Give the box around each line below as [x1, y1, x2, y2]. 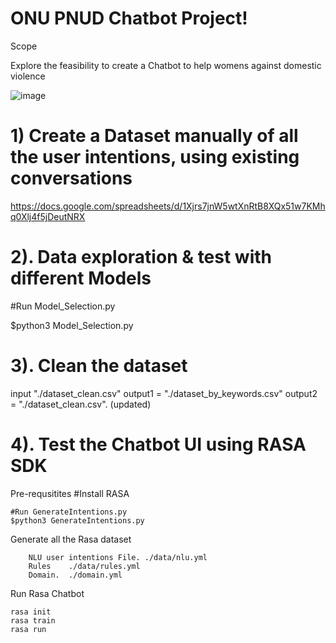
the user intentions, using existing [10, 146, 300, 169]
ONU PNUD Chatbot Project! [10, 7, 248, 30]
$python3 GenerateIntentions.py [10, 515, 145, 526]
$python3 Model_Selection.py [10, 319, 134, 331]
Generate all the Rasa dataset [10, 533, 132, 545]
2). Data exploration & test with [10, 246, 273, 269]
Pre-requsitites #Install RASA [10, 487, 130, 499]
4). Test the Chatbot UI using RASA [10, 433, 307, 456]
